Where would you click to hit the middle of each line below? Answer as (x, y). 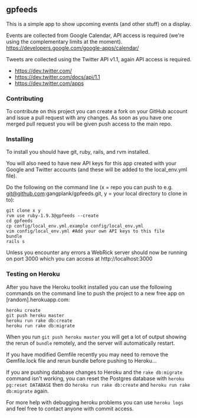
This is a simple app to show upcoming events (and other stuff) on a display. (99, 24)
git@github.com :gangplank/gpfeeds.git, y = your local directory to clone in (97, 193)
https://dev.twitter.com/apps (49, 83)
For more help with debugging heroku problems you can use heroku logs (95, 402)
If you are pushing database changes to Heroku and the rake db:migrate (94, 372)
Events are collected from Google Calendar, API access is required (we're (95, 35)
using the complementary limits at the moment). (64, 41)
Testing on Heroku (33, 274)
